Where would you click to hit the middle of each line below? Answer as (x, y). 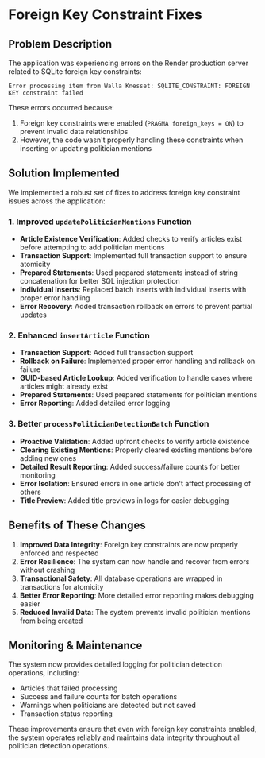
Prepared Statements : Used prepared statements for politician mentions (138, 395)
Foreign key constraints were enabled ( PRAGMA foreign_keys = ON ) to (131, 123)
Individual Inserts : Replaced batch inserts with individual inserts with (133, 290)
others (30, 492)
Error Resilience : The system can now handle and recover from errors (134, 561)
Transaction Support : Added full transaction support (106, 353)
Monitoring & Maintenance (75, 645)
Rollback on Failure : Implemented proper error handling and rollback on (137, 361)
